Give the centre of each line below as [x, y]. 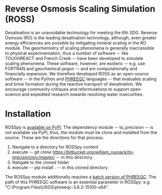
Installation [28, 114]
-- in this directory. [74, 157]
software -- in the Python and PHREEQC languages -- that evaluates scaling [81, 79]
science [13, 94]
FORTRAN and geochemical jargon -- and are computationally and [71, 68]
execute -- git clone [32, 152]
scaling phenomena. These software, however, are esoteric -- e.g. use [75, 63]
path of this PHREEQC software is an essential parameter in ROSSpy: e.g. [78, 182]
